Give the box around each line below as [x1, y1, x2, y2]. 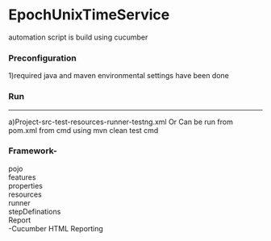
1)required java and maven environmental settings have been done [8, 71, 230, 81]
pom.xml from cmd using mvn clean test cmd [8, 125, 159, 135]
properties [8, 181, 43, 190]
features [8, 172, 36, 182]
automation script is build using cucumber [8, 32, 148, 42]
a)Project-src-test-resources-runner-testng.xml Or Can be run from [8, 117, 234, 127]
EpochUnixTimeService [8, 6, 170, 24]
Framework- [8, 145, 58, 156]
